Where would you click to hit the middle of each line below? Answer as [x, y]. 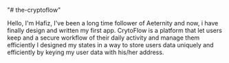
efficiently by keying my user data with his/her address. [86, 52]
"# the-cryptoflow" [34, 10]
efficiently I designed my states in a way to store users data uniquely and [111, 45]
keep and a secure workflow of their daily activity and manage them [103, 38]
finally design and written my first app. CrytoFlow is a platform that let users [115, 30]
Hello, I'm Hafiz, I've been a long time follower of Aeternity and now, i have [113, 23]
